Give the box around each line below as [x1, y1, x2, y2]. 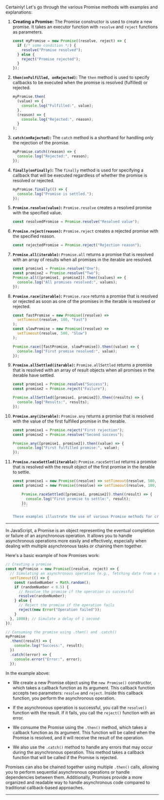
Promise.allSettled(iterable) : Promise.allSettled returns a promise [12, 362, 152, 368]
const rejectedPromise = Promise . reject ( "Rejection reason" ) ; [12, 243, 142, 248]
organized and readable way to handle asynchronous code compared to [5, 779, 150, 785]
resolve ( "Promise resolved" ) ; [21, 47, 83, 53]
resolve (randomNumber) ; [18, 594, 67, 598]
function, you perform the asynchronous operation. [12, 695, 116, 701]
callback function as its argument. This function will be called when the [12, 729, 155, 735]
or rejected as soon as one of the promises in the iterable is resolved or [12, 298, 156, 304]
